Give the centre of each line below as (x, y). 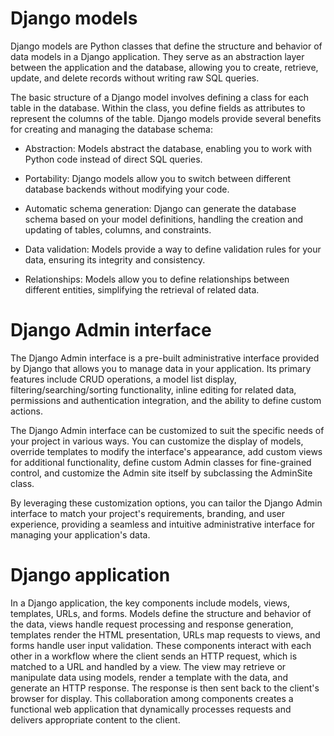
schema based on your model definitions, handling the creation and (164, 219)
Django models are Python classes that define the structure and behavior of (166, 46)
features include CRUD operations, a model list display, (123, 379)
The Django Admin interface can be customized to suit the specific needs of (167, 430)
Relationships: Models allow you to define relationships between (157, 279)
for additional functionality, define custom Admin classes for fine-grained (161, 462)
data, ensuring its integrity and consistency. (115, 259)
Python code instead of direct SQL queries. (113, 159)
